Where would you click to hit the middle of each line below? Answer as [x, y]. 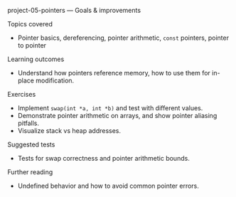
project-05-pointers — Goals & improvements [74, 10]
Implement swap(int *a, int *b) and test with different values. [110, 108]
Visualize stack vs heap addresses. [69, 131]
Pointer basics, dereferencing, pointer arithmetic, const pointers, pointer [123, 38]
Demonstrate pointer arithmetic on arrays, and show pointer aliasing [117, 116]
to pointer [32, 45]
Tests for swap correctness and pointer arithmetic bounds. [103, 158]
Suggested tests [31, 144]
